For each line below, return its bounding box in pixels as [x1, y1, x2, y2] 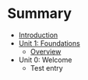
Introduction [18, 30, 58, 40]
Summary [7, 5, 72, 23]
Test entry [30, 63, 63, 72]
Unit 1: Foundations [18, 38, 81, 47]
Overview [30, 47, 62, 56]
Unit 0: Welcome [18, 55, 72, 64]
